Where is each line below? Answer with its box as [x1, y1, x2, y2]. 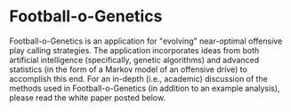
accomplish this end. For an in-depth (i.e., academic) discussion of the [9, 73, 269, 84]
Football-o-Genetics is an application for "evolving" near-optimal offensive [9, 36, 283, 46]
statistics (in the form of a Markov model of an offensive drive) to [9, 64, 247, 75]
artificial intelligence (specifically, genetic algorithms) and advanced [9, 54, 260, 65]
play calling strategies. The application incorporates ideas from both [9, 44, 260, 55]
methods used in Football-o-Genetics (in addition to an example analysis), [9, 83, 280, 93]
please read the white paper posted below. [9, 92, 166, 103]
